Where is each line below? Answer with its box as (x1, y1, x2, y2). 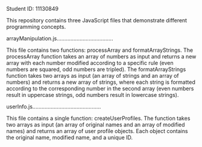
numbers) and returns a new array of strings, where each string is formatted (6, 78, 196, 86)
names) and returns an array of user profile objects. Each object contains (6, 128, 188, 134)
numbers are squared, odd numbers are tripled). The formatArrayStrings (6, 66, 186, 73)
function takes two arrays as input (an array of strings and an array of (6, 72, 179, 79)
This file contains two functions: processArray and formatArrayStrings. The (6, 46, 194, 54)
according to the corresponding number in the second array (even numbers (6, 85, 194, 92)
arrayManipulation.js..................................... (6, 35, 113, 42)
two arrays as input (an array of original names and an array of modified (6, 121, 185, 128)
